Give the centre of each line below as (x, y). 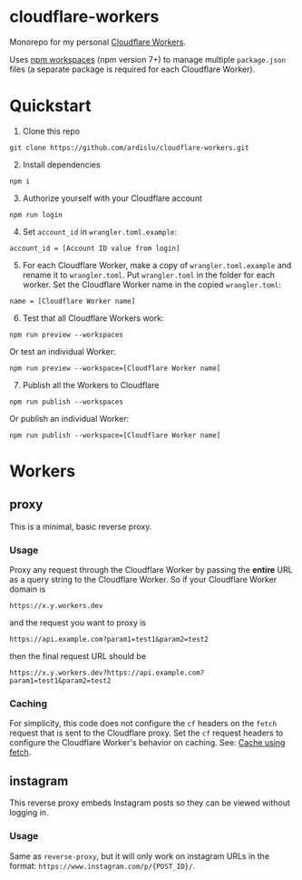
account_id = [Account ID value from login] (95, 248)
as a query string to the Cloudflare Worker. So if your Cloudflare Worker (143, 580)
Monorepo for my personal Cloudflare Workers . (97, 42)
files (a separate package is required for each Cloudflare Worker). (132, 69)
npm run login (36, 215)
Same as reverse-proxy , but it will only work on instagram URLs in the (140, 855)
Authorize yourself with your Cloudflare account (112, 198)
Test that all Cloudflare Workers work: (93, 318)
